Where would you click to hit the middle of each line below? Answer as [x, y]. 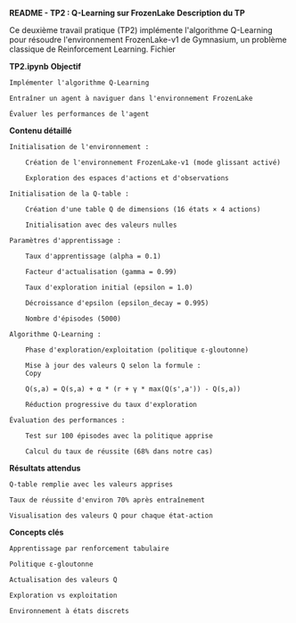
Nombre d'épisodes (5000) [74, 319]
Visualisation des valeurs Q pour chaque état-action [111, 516]
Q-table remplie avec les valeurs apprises [91, 485]
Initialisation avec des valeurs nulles [101, 225]
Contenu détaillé [41, 130]
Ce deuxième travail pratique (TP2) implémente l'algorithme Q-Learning [141, 30]
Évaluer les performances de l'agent [79, 114]
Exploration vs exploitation [63, 595]
